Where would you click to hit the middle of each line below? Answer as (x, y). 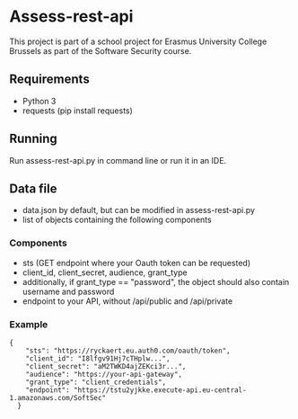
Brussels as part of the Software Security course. (101, 50)
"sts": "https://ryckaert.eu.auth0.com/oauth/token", (128, 351)
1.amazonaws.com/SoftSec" (57, 397)
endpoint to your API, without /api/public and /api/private (127, 301)
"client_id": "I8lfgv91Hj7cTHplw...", (98, 358)
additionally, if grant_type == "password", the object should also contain (156, 281)
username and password (68, 291)
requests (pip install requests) (77, 111)
